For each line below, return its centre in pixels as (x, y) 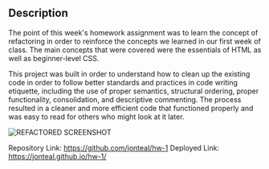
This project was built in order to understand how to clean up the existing (129, 74)
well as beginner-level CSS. (54, 58)
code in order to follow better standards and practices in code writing (123, 82)
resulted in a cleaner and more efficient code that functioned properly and (131, 108)
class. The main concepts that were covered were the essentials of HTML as (135, 49)
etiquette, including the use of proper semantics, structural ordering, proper (134, 91)
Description (38, 13)
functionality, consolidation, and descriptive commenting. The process (125, 99)
